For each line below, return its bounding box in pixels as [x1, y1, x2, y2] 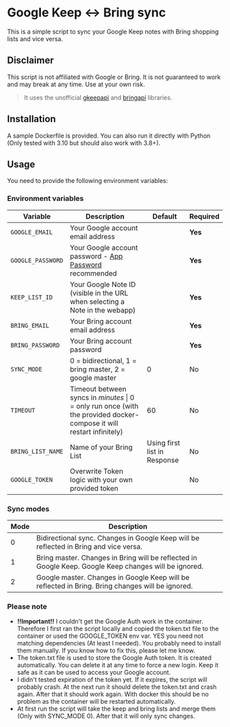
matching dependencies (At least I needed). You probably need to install [16, 639, 221, 648]
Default [152, 211, 177, 221]
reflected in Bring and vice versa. [36, 541, 142, 551]
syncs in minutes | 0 [69, 393, 135, 402]
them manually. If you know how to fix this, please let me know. [16, 646, 196, 655]
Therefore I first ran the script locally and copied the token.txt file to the [16, 625, 219, 633]
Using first [146, 438, 180, 447]
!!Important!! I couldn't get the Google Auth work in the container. [16, 617, 204, 626]
